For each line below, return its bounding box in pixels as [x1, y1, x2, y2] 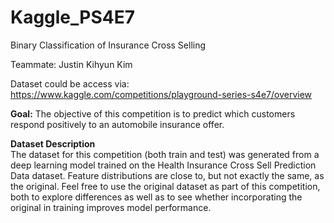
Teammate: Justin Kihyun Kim [10, 58, 133, 70]
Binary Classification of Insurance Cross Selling [10, 39, 207, 51]
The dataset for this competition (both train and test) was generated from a [10, 148, 320, 160]
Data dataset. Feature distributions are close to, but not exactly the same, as [10, 169, 325, 181]
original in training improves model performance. [10, 201, 212, 213]
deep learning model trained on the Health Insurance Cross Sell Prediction [10, 159, 317, 171]
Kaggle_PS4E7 [10, 6, 136, 29]
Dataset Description [10, 137, 96, 150]
